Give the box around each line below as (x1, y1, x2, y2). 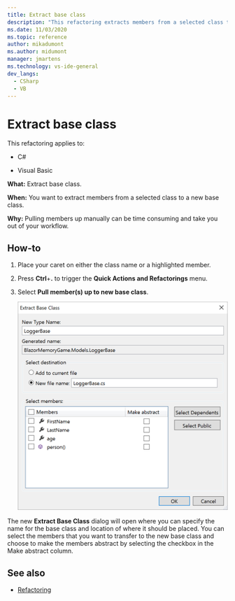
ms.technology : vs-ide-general (7, 63, 99, 70)
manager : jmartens (7, 56, 61, 63)
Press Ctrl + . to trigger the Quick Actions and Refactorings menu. (17, 274, 208, 283)
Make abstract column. (7, 546, 73, 556)
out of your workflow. (7, 222, 69, 230)
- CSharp (13, 78, 39, 85)
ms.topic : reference (7, 34, 68, 41)
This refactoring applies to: (7, 139, 85, 148)
